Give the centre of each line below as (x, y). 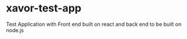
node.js (15, 30)
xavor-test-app (44, 8)
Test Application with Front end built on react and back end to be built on (94, 24)
